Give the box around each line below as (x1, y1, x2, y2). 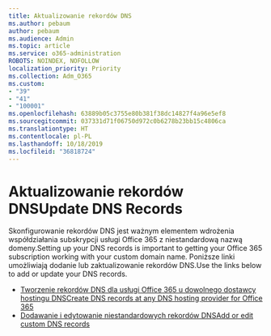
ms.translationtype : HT (8, 125, 89, 133)
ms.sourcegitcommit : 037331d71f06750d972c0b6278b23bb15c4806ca (8, 117, 227, 125)
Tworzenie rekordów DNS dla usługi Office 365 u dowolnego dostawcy (19, 285, 256, 295)
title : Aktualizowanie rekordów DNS (8, 11, 132, 20)
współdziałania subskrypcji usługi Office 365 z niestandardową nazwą (8, 235, 243, 245)
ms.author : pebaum (8, 19, 70, 28)
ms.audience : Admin (8, 34, 74, 43)
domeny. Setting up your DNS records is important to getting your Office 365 (8, 244, 263, 253)
